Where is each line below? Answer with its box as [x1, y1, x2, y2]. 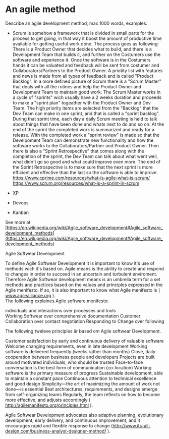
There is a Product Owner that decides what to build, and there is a [12, 46, 152, 52]
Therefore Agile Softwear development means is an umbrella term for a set [5, 276, 160, 282]
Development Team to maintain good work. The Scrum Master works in [12, 89, 161, 95]
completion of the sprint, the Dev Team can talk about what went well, [12, 153, 158, 159]
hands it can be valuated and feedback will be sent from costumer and [12, 62, 160, 68]
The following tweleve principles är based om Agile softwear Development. [5, 328, 161, 334]
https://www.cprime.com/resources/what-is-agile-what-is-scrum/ [12, 175, 150, 181]
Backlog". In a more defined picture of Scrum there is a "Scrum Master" [12, 78, 161, 84]
